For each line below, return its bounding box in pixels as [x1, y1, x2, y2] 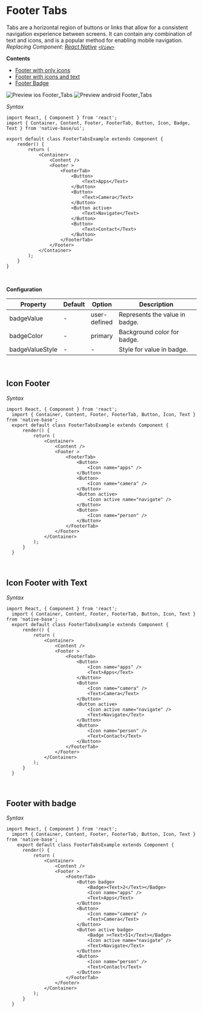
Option [91, 300, 112, 308]
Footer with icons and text [14, 73, 80, 80]
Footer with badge [6, 798, 77, 809]
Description [138, 300, 174, 308]
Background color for [118, 328, 179, 336]
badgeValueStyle [9, 345, 58, 354]
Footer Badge [14, 79, 50, 87]
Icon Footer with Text [6, 577, 88, 588]
